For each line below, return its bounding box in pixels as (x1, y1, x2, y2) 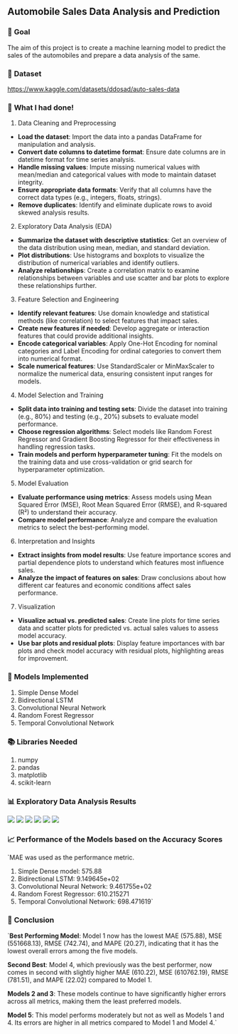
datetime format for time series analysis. (17, 155, 136, 164)
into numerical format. (17, 354, 83, 363)
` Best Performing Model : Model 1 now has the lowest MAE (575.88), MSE (7, 931, 222, 940)
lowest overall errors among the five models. (7, 946, 138, 955)
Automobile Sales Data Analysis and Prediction (7, 6, 220, 18)
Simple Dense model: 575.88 (17, 867, 102, 876)
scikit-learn (17, 778, 51, 787)
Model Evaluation (17, 479, 69, 487)
